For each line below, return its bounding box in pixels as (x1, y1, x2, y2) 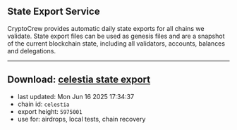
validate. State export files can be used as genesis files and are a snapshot (7, 32, 225, 40)
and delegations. (7, 46, 56, 55)
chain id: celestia (17, 100, 70, 108)
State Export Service (7, 6, 100, 18)
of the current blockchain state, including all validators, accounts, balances (7, 39, 226, 48)
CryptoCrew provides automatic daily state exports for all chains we (7, 24, 205, 32)
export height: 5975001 (17, 107, 83, 115)
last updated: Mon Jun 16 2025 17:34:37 (17, 92, 135, 100)
